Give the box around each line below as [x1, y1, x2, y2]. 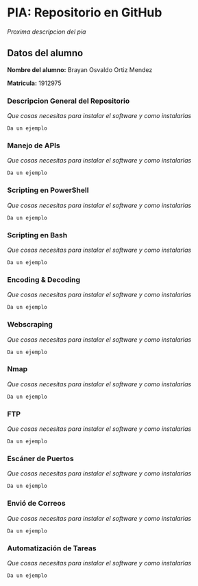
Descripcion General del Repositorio [7, 96, 130, 106]
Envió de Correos [7, 499, 66, 508]
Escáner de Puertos [7, 454, 74, 464]
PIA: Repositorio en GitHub [7, 5, 162, 21]
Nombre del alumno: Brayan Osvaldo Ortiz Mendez [7, 65, 153, 73]
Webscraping [7, 320, 53, 329]
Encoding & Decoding [7, 274, 81, 284]
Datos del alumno [7, 47, 84, 59]
